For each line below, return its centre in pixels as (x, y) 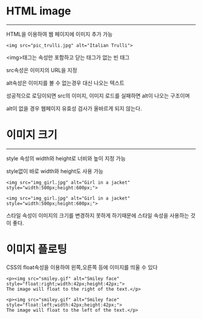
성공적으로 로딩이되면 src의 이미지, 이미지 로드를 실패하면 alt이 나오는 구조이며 (98, 96)
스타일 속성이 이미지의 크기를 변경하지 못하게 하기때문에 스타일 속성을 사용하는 (98, 215)
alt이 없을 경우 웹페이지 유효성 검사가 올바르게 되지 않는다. (74, 108)
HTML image (38, 11)
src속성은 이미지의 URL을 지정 (42, 70)
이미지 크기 (32, 135)
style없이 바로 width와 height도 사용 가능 (55, 171)
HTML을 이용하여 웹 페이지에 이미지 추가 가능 (60, 34)
